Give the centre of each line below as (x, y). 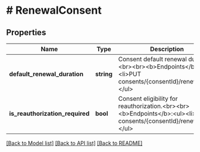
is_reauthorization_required (49, 114)
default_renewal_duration (46, 74)
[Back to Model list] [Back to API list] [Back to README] (74, 143)
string (104, 74)
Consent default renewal (153, 59)
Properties (26, 32)
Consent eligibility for (148, 99)
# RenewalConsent (54, 10)
